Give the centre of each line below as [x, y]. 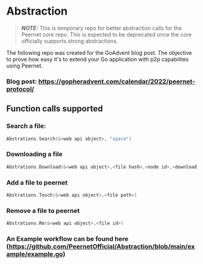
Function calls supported [55, 109]
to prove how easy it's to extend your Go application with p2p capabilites [98, 59]
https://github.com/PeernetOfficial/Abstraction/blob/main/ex [102, 246]
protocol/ [20, 89]
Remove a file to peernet [43, 210]
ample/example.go [35, 254]
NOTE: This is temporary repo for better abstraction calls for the [101, 28]
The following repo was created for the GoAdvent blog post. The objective [99, 52]
